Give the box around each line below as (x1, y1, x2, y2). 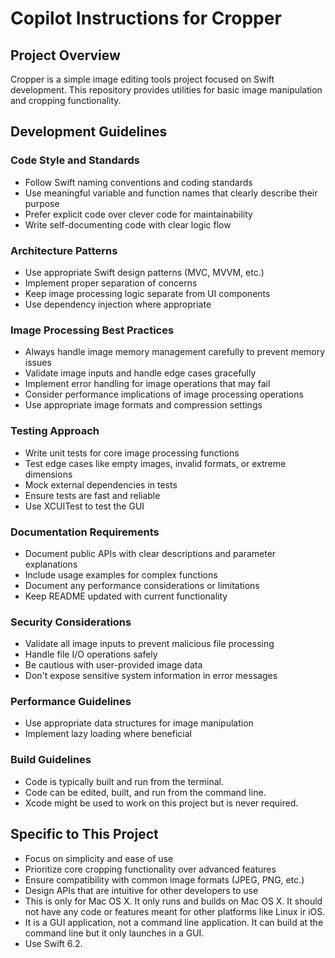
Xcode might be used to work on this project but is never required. (24, 797, 299, 809)
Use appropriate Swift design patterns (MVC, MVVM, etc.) (24, 266, 265, 278)
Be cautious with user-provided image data (24, 659, 203, 671)
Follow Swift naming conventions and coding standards (24, 176, 253, 188)
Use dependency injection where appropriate (24, 298, 212, 310)
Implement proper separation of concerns (24, 277, 198, 289)
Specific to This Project (10, 826, 159, 843)
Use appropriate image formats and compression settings (24, 399, 263, 411)
